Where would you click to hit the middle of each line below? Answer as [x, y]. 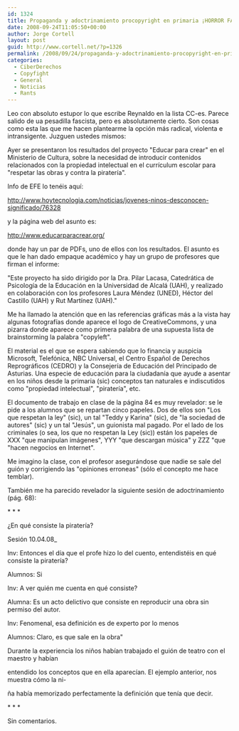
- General [28, 80]
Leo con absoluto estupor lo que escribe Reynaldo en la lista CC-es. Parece [118, 114]
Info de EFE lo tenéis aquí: [46, 186]
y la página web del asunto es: [52, 222]
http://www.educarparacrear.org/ [56, 235]
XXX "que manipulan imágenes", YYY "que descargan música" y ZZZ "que [117, 440]
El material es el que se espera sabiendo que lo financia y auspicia [105, 351]
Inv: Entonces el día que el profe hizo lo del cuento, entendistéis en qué [112, 553]
